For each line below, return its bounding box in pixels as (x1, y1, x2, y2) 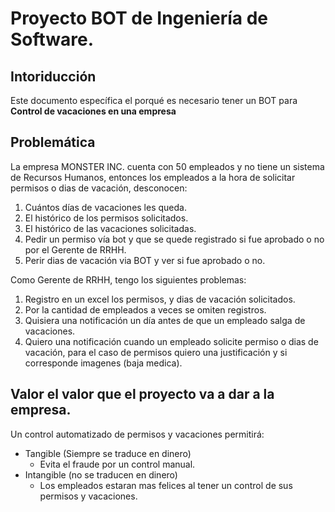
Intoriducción (10, 68, 97, 85)
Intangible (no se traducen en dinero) (24, 468, 178, 481)
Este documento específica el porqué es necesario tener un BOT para (10, 95, 298, 106)
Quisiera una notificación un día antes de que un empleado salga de (24, 314, 306, 326)
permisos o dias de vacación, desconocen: (10, 182, 188, 194)
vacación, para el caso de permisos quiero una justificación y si (24, 346, 288, 358)
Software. (10, 28, 95, 51)
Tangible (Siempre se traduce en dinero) (24, 447, 192, 459)
